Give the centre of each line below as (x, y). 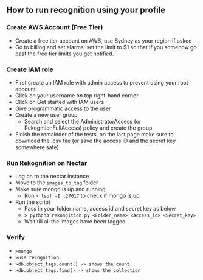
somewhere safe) (37, 147)
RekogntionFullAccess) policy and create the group (88, 128)
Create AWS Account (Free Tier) (55, 27)
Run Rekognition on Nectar (47, 163)
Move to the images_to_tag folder (57, 183)
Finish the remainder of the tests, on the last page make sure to (95, 134)
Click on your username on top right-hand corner (77, 95)
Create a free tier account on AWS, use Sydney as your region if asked (104, 40)
